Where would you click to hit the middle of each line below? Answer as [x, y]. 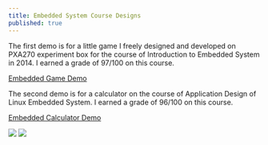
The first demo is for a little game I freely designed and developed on [122, 45]
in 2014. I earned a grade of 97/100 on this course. [91, 63]
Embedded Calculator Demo [55, 117]
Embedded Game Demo [48, 78]
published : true [35, 23]
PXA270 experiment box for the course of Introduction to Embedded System [134, 54]
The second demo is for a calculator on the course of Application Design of [132, 93]
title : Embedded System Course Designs [75, 16]
